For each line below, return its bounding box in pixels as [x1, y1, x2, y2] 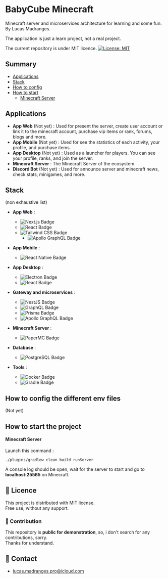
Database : [12, 345, 36, 351]
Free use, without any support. [5, 505, 69, 511]
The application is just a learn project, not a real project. [5, 35, 121, 41]
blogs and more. [12, 133, 47, 140]
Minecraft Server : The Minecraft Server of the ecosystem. [12, 160, 136, 166]
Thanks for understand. [5, 540, 54, 546]
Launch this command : [5, 448, 54, 454]
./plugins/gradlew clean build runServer [5, 457, 94, 462]
